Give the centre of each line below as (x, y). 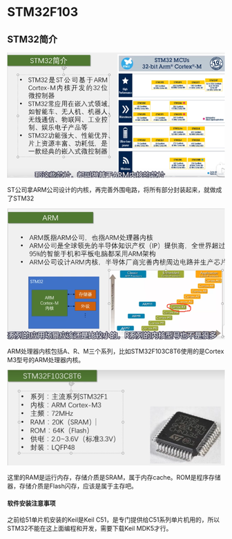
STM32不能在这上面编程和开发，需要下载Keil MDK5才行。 (90, 529)
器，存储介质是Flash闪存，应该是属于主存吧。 (72, 486)
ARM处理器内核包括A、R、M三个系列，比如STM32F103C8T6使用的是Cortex (116, 351)
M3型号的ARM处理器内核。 (46, 359)
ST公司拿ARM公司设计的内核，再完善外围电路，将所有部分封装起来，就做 (112, 189)
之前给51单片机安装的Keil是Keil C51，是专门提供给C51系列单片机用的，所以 (113, 520)
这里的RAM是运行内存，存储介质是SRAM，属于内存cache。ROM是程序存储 (114, 477)
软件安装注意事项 (31, 503)
